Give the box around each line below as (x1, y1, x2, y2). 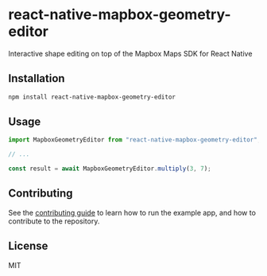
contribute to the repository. (8, 216, 100, 226)
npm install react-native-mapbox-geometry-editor (8, 93, 176, 101)
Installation (8, 72, 65, 85)
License (8, 239, 48, 253)
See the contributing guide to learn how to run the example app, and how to (8, 208, 257, 217)
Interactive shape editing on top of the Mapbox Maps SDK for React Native (8, 49, 253, 58)
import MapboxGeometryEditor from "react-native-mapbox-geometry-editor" (8, 136, 258, 144)
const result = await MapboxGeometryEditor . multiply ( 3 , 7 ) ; (8, 165, 212, 173)
